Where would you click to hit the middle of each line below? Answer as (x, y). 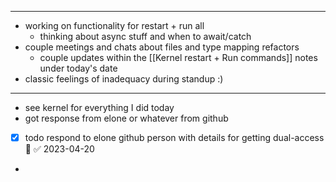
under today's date (78, 68)
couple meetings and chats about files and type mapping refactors (162, 47)
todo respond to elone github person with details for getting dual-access (174, 137)
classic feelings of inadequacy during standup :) (124, 79)
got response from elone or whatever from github (126, 118)
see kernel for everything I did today (99, 107)
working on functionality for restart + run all (114, 25)
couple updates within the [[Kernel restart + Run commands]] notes (178, 57)
